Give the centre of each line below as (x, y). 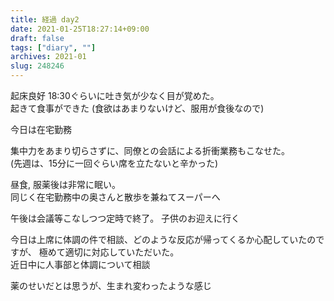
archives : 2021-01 (48, 57)
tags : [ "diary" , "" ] (53, 47)
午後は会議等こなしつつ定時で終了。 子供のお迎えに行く (125, 218)
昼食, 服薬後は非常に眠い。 (65, 184)
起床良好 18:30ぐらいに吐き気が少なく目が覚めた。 (115, 95)
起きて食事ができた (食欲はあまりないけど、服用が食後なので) (137, 108)
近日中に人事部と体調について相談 (80, 264)
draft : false (37, 38)
